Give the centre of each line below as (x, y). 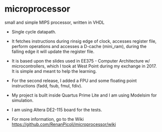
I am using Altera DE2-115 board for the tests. (57, 110)
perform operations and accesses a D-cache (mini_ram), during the (79, 46)
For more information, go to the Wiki (48, 119)
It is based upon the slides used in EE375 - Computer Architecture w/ (81, 61)
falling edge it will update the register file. (53, 51)
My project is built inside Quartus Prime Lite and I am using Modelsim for (84, 95)
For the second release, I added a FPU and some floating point (74, 81)
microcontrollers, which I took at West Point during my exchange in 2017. (84, 66)
